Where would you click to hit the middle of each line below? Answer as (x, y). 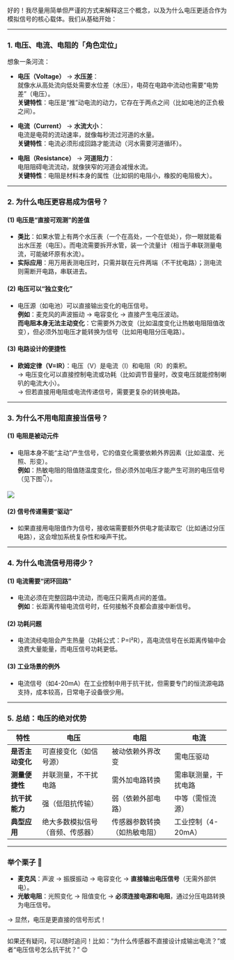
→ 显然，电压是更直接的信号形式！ (57, 920)
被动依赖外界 (132, 751)
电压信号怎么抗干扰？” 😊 (52, 950)
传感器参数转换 (136, 821)
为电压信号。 (36, 905)
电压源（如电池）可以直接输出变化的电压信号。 (84, 306)
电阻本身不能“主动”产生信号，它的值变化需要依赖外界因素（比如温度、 (118, 453)
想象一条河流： (29, 62)
